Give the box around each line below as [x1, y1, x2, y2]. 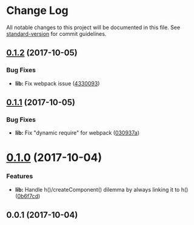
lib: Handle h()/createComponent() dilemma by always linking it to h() [15, 186, 189, 193]
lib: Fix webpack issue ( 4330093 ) [15, 79, 100, 87]
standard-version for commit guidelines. [6, 30, 107, 37]
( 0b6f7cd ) [15, 192, 41, 200]
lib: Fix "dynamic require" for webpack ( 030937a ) [15, 129, 140, 136]
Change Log [6, 4, 69, 18]
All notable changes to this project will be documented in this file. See [6, 24, 181, 31]
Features [6, 172, 33, 181]
